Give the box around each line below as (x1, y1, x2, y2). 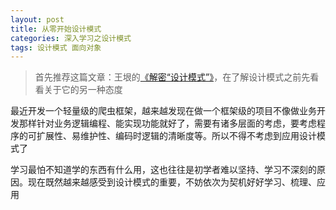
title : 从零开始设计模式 (10, 24, 102, 34)
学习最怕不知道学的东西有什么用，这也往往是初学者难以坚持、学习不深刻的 (10, 164, 317, 176)
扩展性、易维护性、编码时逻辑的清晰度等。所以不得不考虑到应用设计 (36, 130, 317, 142)
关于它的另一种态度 (43, 84, 123, 96)
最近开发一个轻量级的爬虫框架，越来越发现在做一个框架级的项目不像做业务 (10, 105, 317, 117)
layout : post (10, 14, 65, 25)
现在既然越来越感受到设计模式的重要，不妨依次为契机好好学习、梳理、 (27, 176, 317, 188)
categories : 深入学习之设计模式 (10, 33, 132, 43)
